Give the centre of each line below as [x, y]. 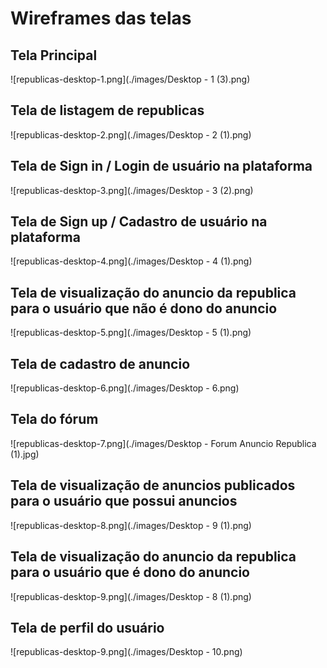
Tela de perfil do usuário [87, 627]
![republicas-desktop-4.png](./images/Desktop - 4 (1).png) [131, 261]
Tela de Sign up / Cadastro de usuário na [139, 222]
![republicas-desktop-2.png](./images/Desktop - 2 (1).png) [131, 134]
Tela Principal [54, 55]
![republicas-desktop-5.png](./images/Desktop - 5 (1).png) [131, 333]
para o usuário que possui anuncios [124, 501]
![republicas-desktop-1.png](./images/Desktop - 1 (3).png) [130, 79]
